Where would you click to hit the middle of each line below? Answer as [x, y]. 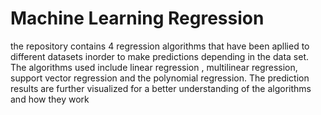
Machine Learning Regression [137, 18]
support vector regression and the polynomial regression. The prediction [160, 78]
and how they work [50, 99]
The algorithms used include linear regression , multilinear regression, [154, 67]
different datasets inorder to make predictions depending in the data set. [159, 56]
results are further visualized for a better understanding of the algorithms [161, 88]
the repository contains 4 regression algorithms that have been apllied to [160, 46]
